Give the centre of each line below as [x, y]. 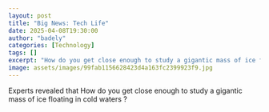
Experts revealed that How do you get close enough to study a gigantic [125, 90]
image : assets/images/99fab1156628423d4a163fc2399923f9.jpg [111, 68]
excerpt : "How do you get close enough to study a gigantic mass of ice [132, 61]
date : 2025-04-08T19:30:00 [53, 30]
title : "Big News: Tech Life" [59, 23]
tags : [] [23, 53]
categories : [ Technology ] [51, 46]
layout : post [30, 16]
